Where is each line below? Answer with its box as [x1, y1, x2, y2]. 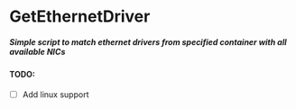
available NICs [9, 46, 66, 57]
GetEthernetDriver [9, 6, 151, 27]
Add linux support [22, 88, 89, 100]
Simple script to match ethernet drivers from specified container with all [9, 36, 287, 47]
